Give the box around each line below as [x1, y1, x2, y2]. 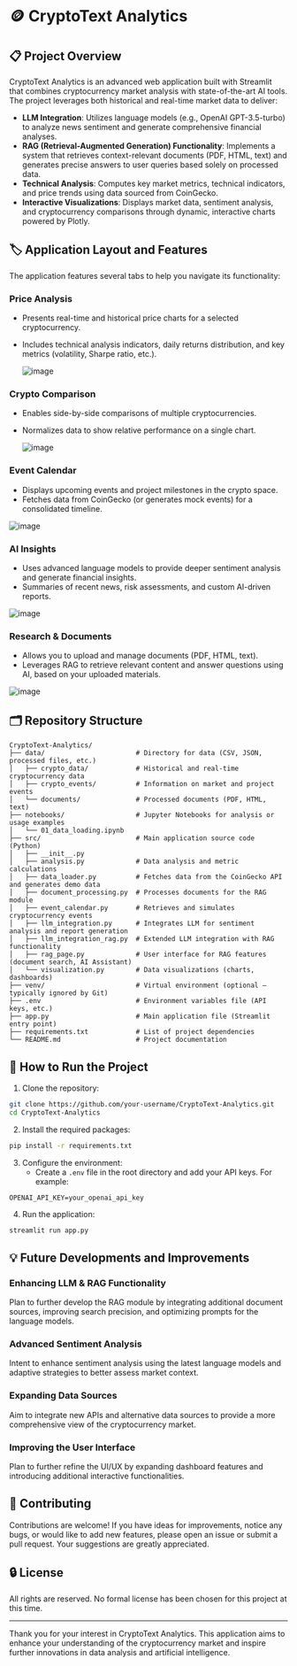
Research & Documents [9, 629, 112, 642]
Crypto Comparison [9, 388, 96, 400]
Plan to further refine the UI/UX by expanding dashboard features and [9, 1462, 263, 1471]
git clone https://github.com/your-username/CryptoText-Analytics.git [9, 1099, 275, 1108]
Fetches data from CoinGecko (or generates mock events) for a [21, 494, 254, 505]
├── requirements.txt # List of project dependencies [9, 1028, 255, 1037]
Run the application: [21, 1208, 95, 1219]
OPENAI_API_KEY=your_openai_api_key [9, 1193, 144, 1202]
